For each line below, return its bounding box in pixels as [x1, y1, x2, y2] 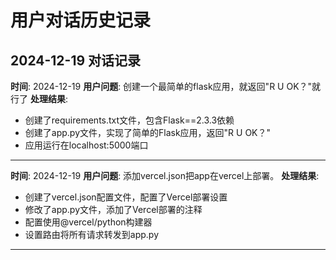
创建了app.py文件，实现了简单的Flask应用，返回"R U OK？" [24, 127, 272, 138]
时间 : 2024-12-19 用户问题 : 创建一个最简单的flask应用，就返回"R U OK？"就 [10, 81, 322, 92]
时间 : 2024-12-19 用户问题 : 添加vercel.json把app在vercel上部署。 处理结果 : [10, 170, 320, 181]
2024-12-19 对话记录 [10, 52, 142, 69]
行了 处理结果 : [10, 93, 68, 105]
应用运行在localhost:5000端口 [24, 139, 149, 151]
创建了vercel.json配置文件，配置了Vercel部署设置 [24, 191, 228, 203]
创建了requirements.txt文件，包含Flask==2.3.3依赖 [24, 114, 235, 126]
